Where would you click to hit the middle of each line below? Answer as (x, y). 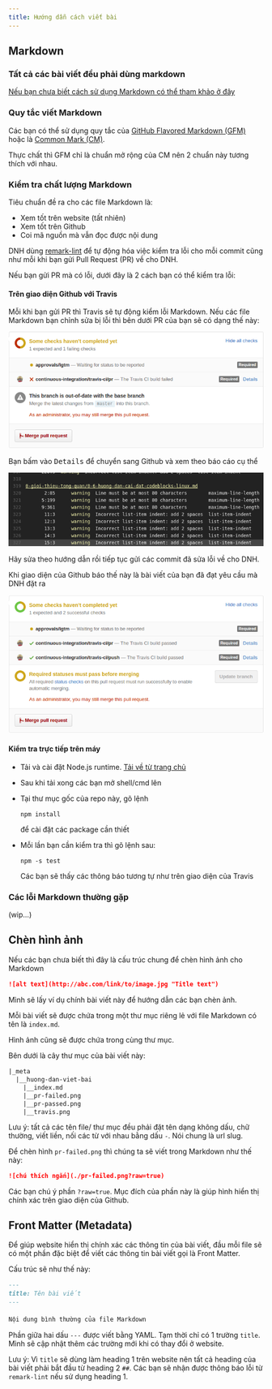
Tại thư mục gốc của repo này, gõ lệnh (84, 798)
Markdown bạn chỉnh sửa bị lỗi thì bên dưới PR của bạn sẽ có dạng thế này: (134, 320)
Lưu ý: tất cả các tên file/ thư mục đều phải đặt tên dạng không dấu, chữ (129, 1127)
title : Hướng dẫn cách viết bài (63, 17)
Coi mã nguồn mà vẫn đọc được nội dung (89, 234)
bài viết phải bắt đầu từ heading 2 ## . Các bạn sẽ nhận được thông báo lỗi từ (136, 1368)
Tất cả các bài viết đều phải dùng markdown (97, 74)
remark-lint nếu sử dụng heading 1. (68, 1376)
